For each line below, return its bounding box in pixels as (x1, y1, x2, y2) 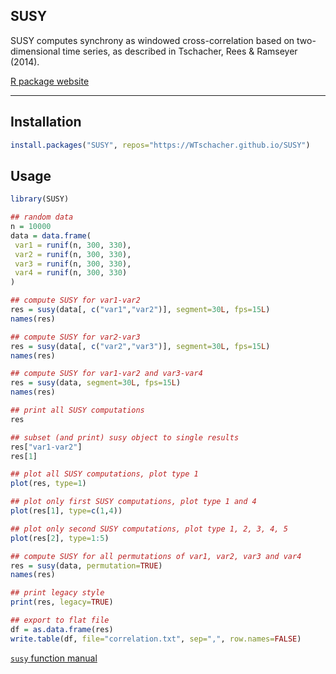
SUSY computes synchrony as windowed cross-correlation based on (10, 34, 295, 46)
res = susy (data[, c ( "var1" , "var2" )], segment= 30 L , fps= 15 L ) (10, 305, 271, 315)
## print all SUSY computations (10, 405, 145, 416)
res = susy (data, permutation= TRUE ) (10, 560, 163, 571)
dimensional (10, 45, 61, 57)
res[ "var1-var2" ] (10, 442, 83, 452)
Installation (10, 114, 82, 131)
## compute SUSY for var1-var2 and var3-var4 (10, 369, 203, 379)
